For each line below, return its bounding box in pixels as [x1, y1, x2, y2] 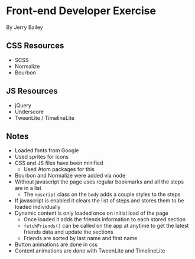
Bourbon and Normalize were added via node [14, 172, 126, 179]
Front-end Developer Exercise [6, 4, 157, 18]
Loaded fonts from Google [14, 147, 79, 154]
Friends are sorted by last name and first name [23, 235, 138, 242]
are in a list [14, 185, 41, 192]
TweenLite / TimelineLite [14, 114, 75, 122]
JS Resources [6, 86, 58, 96]
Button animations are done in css [14, 241, 98, 248]
